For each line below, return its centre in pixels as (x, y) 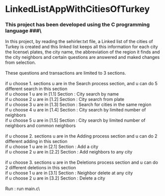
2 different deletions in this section (41, 168)
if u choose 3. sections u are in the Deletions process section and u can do (82, 162)
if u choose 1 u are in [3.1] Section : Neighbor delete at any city (69, 173)
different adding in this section (37, 142)
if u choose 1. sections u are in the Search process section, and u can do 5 (81, 84)
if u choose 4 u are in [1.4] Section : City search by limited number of (76, 110)
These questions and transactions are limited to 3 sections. (66, 73)
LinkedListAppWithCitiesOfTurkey (78, 9)
